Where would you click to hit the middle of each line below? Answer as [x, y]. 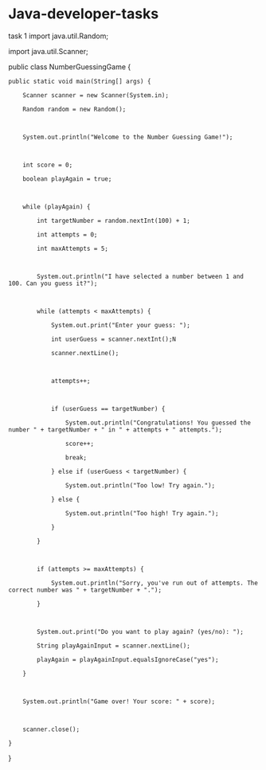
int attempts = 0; [67, 235]
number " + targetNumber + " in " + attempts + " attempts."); [115, 430]
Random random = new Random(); [74, 109]
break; [76, 457]
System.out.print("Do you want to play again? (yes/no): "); [141, 631]
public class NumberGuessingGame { [70, 66]
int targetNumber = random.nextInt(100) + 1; [114, 221]
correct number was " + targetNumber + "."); [85, 590]
